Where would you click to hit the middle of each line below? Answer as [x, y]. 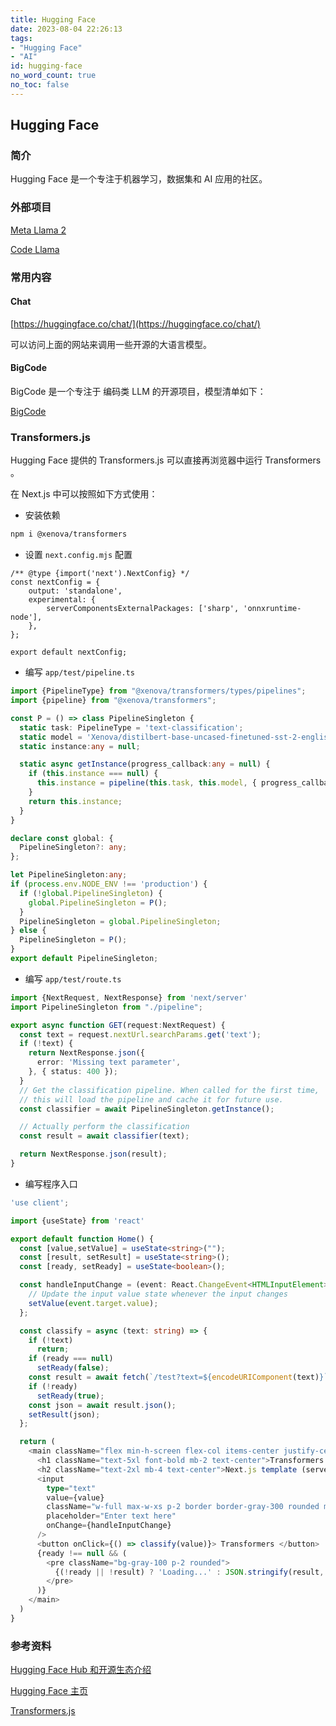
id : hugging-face [46, 66]
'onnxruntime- [272, 609]
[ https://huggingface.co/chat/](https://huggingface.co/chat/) [135, 323]
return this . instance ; [75, 801]
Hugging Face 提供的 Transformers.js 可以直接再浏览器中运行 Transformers [166, 460]
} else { [28, 931]
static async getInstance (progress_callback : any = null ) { [145, 764]
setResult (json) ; [64, 1414]
